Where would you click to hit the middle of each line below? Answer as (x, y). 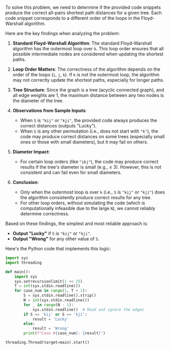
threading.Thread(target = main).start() (47, 342)
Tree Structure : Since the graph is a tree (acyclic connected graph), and (88, 90)
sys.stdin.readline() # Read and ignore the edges (88, 309)
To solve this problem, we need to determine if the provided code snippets (83, 7)
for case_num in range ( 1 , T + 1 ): (51, 291)
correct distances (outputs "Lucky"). (58, 126)
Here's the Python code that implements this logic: (58, 249)
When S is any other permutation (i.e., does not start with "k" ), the (89, 131)
